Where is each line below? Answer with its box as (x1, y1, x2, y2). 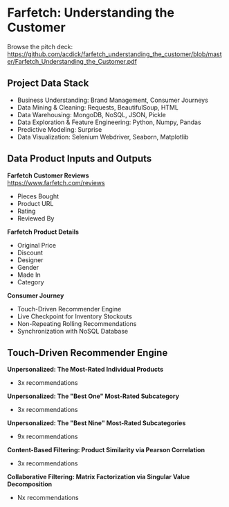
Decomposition (7, 480, 53, 488)
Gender (17, 263, 39, 271)
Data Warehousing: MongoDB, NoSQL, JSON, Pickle (17, 110, 166, 119)
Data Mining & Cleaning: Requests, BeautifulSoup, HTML (17, 103, 178, 112)
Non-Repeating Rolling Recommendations (17, 319, 137, 327)
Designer (17, 255, 44, 264)
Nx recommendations (17, 494, 79, 502)
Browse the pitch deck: (7, 42, 73, 51)
